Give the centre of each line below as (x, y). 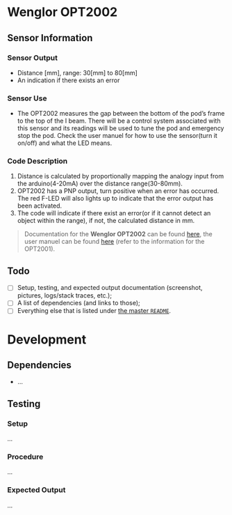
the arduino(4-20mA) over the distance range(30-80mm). (100, 184)
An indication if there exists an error (68, 80)
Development (47, 339)
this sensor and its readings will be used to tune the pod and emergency (121, 128)
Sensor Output (32, 58)
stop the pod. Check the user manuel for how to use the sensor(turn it (117, 136)
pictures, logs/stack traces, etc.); (65, 295)
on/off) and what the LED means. (65, 143)
